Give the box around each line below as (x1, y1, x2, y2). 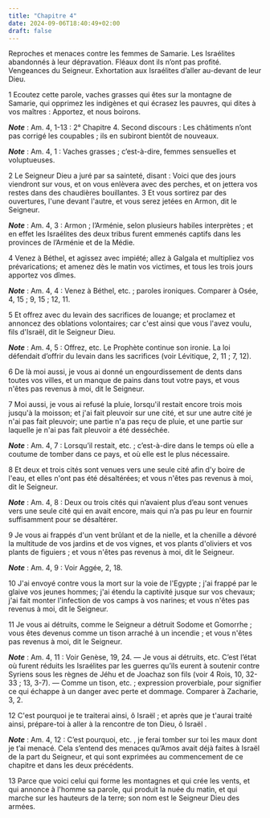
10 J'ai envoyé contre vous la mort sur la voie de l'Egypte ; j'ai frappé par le (8, 578, 257, 588)
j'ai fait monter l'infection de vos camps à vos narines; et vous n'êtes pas (8, 596, 250, 606)
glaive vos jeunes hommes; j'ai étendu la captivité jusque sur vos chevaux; (8, 587, 256, 597)
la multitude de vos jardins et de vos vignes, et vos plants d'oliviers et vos (8, 539, 252, 549)
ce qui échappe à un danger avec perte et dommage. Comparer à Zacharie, (8, 687, 259, 697)
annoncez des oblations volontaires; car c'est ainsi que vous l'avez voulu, (8, 319, 252, 328)
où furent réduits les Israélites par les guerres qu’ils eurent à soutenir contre (8, 661, 260, 671)
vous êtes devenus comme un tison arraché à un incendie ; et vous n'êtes (8, 628, 253, 638)
